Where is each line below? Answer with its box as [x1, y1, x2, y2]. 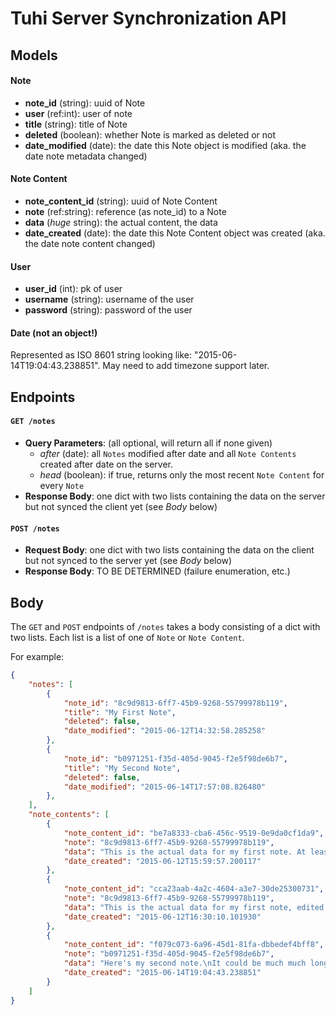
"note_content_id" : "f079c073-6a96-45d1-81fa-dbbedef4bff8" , [63, 940, 325, 950]
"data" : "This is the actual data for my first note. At [63, 847, 307, 857]
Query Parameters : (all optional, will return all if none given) [24, 437, 273, 449]
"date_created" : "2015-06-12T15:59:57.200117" [63, 856, 262, 866]
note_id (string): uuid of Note [24, 97, 146, 109]
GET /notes [10, 417, 56, 427]
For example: [10, 651, 65, 662]
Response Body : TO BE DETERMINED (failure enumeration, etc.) [24, 565, 291, 577]
